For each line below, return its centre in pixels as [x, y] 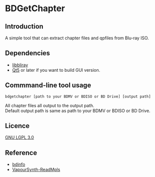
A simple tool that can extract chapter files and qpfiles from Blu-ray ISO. [77, 38]
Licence [17, 126]
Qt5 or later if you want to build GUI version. [56, 70]
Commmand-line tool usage [48, 85]
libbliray [20, 65]
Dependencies [27, 53]
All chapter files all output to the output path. [50, 105]
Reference [21, 153]
